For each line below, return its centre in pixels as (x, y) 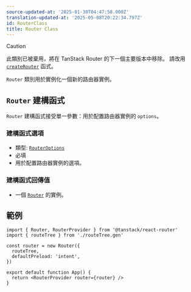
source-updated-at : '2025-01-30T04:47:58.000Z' (68, 12)
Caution (16, 46)
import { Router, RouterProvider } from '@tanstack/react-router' (92, 230)
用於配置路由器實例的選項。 (50, 163)
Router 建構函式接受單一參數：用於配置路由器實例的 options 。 (84, 116)
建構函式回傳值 (28, 180)
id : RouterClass (27, 23)
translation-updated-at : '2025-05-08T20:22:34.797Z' (75, 18)
